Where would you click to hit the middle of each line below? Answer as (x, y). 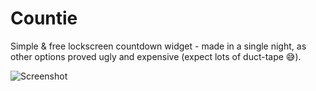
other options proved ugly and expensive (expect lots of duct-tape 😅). (156, 56)
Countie (44, 18)
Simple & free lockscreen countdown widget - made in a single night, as (158, 46)
